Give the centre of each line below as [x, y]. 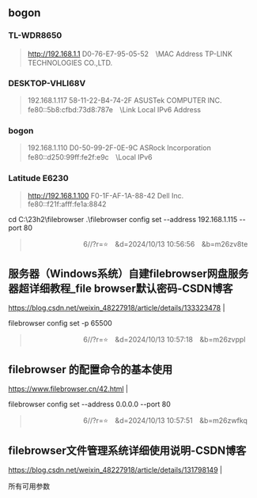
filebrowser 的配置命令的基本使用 [90, 370]
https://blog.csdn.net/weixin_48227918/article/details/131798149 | [115, 470]
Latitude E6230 [38, 179]
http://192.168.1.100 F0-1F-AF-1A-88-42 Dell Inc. [106, 195]
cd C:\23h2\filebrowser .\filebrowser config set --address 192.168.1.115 [123, 219]
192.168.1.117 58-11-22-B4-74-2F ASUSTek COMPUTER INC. [125, 100]
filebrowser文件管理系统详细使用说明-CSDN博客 [127, 450]
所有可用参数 [29, 486]
